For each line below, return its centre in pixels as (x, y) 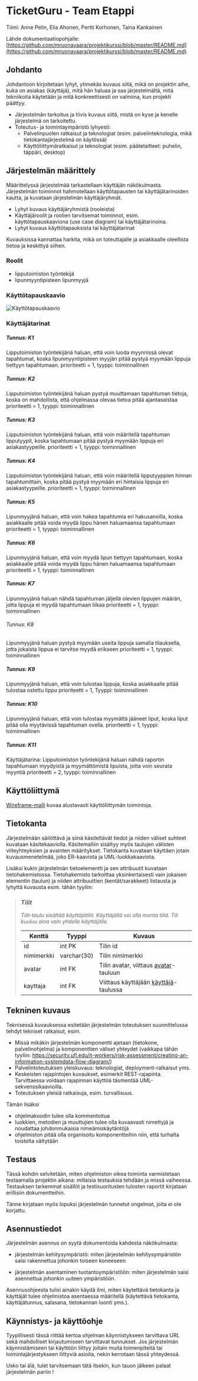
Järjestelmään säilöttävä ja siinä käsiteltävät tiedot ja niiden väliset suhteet (96, 838)
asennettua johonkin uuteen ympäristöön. (65, 1279)
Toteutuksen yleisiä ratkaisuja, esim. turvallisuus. (74, 1093)
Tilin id (108, 946)
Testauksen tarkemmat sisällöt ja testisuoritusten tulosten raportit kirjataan (97, 1186)
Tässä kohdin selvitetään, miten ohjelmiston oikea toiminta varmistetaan (93, 1173)
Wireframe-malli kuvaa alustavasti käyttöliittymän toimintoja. (79, 805)
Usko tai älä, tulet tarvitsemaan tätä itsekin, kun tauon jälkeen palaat (88, 1366)
